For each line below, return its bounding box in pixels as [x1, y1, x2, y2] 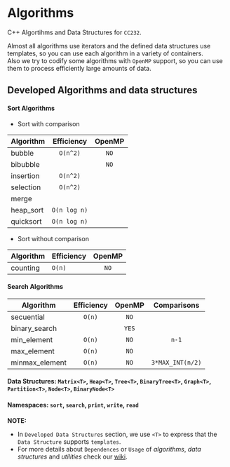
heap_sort [11, 205, 44, 215]
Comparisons [153, 300, 200, 310]
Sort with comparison [17, 119, 80, 128]
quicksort [11, 216, 42, 226]
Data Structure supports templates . [17, 437, 121, 446]
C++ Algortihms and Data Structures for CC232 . [7, 28, 142, 36]
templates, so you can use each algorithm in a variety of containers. [7, 49, 203, 57]
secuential [11, 312, 46, 322]
